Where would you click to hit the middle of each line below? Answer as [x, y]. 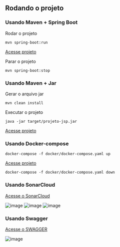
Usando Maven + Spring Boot [41, 22]
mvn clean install [24, 103]
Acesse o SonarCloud [27, 196]
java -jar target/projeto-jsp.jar [41, 121]
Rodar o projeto [21, 33]
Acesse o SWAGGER [26, 229]
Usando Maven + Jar [31, 83]
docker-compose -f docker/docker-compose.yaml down [60, 172]
